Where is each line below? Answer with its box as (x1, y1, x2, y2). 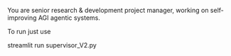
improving (7, 13, 37, 22)
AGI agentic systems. (38, 13, 101, 22)
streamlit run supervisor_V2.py (7, 41, 97, 49)
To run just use (7, 28, 51, 35)
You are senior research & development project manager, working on (7, 6, 209, 14)
